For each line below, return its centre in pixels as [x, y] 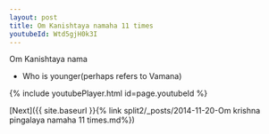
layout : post [34, 17]
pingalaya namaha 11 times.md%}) [72, 120]
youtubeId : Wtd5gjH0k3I [54, 34]
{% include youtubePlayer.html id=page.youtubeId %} [109, 93]
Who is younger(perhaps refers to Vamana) [102, 76]
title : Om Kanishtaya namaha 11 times [81, 26]
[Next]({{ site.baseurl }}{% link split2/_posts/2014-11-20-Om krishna [135, 111]
